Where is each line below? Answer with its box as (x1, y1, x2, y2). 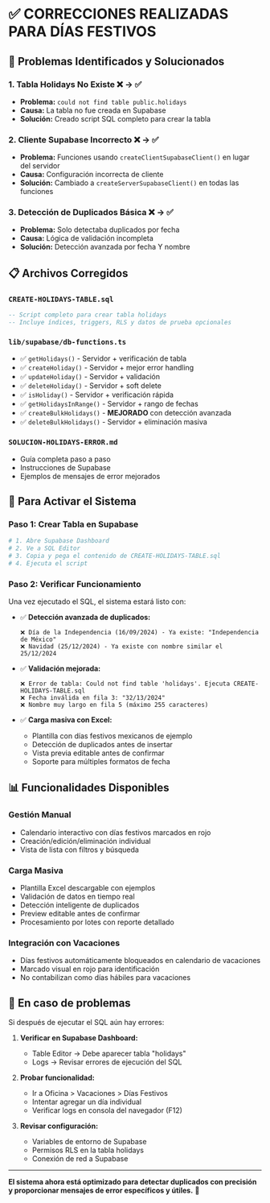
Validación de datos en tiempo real (19, 891, 135, 901)
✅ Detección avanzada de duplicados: (19, 612, 151, 622)
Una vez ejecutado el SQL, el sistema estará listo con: (8, 597, 186, 606)
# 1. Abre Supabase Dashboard (8, 537, 110, 545)
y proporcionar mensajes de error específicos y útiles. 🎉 (8, 1185, 200, 1196)
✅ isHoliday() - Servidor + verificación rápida (19, 390, 174, 399)
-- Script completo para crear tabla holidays (8, 311, 167, 319)
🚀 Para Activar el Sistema (8, 494, 137, 508)
